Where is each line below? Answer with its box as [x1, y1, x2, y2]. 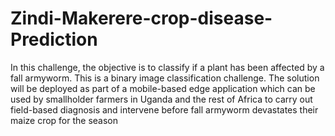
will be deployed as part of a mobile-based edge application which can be [10, 82, 316, 94]
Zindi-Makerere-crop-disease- [10, 7, 273, 30]
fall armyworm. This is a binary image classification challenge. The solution [10, 72, 320, 84]
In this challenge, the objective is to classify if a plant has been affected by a [10, 61, 325, 73]
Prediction [10, 28, 98, 51]
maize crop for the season [10, 114, 119, 126]
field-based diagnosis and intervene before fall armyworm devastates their [10, 103, 319, 116]
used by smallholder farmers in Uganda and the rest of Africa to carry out [10, 93, 313, 105]
